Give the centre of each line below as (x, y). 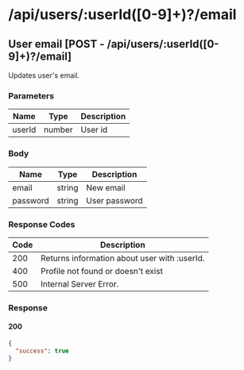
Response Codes (42, 224)
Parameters (31, 95)
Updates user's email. (44, 75)
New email (106, 187)
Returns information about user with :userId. (123, 258)
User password (114, 200)
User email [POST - (56, 44)
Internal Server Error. (80, 283)
